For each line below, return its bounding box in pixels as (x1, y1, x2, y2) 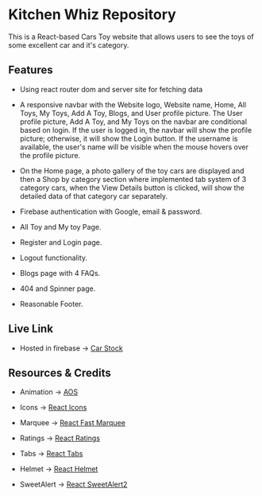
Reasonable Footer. (19, 299, 83, 308)
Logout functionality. (19, 253, 88, 262)
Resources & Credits (8, 366, 111, 379)
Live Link (8, 322, 54, 335)
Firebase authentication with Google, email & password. (19, 207, 202, 216)
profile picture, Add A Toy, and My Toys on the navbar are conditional (19, 117, 248, 126)
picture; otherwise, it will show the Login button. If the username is (19, 134, 238, 143)
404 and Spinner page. (19, 284, 96, 293)
